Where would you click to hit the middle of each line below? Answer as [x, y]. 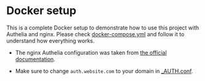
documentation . [35, 59]
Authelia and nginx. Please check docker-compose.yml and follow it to [95, 34]
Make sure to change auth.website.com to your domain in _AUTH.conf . [104, 71]
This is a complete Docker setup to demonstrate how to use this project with [103, 28]
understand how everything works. [51, 40]
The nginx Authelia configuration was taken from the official [91, 52]
